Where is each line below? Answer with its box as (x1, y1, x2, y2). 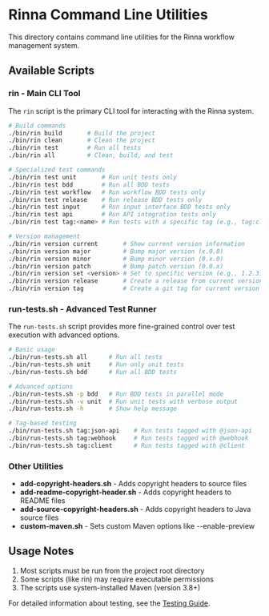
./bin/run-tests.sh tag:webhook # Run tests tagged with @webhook (8, 434, 249, 442)
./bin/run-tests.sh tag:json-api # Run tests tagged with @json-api (8, 427, 252, 435)
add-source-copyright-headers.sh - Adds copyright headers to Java (19, 505, 251, 514)
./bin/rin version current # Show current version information (8, 240, 246, 248)
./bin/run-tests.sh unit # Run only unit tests (8, 360, 184, 369)
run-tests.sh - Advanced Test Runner (8, 303, 157, 314)
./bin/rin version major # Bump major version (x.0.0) (8, 247, 224, 256)
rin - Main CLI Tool (8, 88, 81, 99)
